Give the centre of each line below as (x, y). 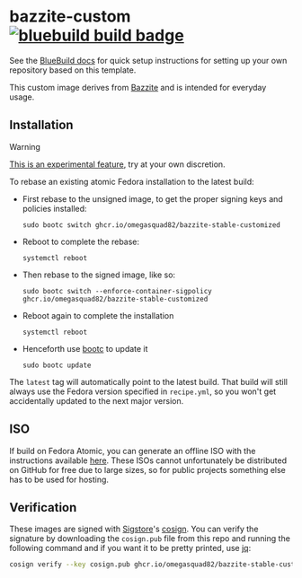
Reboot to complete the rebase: (81, 241)
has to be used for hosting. (59, 479)
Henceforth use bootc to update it (85, 348)
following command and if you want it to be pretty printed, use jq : (130, 548)
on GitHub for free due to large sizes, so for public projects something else (147, 469)
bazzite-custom (70, 17)
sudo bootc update (57, 365)
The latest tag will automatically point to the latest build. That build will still (148, 381)
